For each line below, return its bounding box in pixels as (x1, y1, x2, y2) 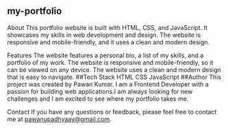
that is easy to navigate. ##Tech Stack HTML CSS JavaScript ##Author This (7, 73, 221, 81)
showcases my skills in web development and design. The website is (7, 31, 201, 39)
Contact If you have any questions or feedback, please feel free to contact (7, 108, 217, 116)
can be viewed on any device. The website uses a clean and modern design (7, 65, 221, 74)
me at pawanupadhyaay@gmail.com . (7, 115, 112, 123)
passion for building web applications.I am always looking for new (7, 87, 193, 95)
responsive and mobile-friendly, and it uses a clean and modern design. (7, 37, 210, 46)
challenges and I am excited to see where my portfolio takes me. (7, 95, 189, 103)
